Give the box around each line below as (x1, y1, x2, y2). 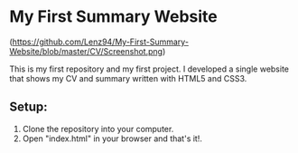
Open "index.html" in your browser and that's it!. (22, 133, 203, 144)
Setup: (9, 100, 48, 115)
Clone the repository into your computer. (22, 123, 174, 134)
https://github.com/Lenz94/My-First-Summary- (12, 36, 190, 47)
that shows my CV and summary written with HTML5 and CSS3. (9, 72, 247, 83)
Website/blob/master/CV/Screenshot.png (9, 45, 163, 56)
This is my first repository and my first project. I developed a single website (9, 63, 290, 74)
